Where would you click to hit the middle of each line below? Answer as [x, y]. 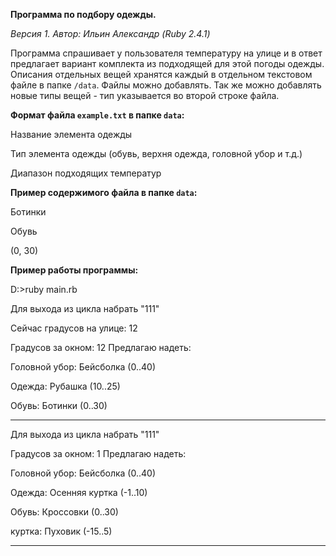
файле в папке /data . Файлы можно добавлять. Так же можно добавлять [166, 85]
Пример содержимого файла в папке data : [104, 192]
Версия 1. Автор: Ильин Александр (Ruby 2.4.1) [110, 33]
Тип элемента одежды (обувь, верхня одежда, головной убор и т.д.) [156, 153]
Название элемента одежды [71, 134]
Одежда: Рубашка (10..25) [65, 386]
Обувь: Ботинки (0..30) [59, 405]
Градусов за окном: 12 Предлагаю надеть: [101, 347]
